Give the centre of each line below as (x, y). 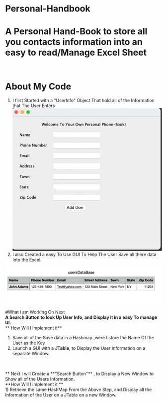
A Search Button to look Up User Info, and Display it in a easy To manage (81, 317)
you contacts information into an (74, 42)
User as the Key (29, 343)
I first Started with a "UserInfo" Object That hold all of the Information (83, 101)
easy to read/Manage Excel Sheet (76, 53)
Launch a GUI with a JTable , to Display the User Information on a (79, 348)
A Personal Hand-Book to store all (76, 32)
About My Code (38, 86)
